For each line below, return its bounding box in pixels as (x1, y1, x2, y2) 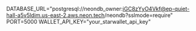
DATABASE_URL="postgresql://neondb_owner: (6, 5, 123, 12)
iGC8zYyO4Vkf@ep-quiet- (122, 5, 190, 12)
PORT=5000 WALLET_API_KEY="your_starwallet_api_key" (6, 18, 151, 25)
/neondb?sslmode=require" (104, 12, 173, 19)
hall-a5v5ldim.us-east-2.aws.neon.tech (6, 12, 105, 19)
